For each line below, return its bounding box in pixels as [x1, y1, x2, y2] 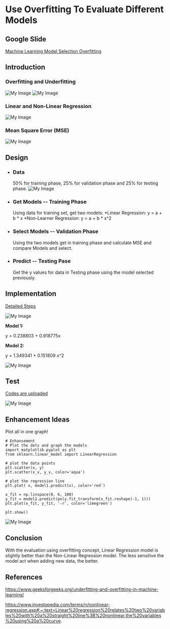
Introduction [5, 63, 46, 72]
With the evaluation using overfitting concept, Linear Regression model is [5, 547, 158, 554]
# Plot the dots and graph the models [5, 443, 87, 448]
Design [5, 153, 28, 162]
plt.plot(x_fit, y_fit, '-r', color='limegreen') [5, 501, 113, 506]
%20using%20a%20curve [5, 618, 61, 624]
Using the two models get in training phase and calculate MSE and [12, 240, 152, 246]
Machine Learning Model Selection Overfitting [5, 48, 101, 54]
